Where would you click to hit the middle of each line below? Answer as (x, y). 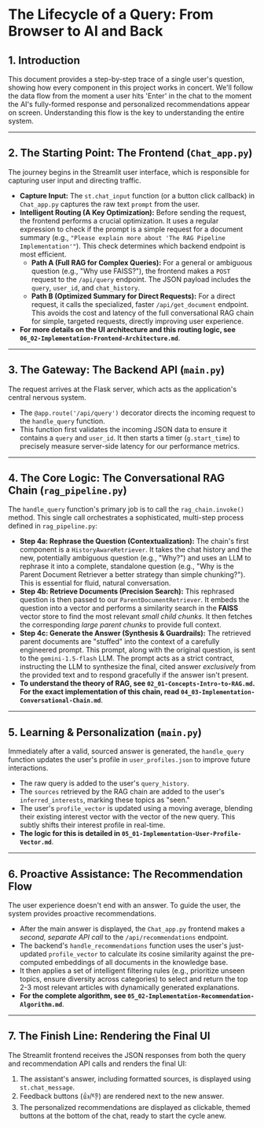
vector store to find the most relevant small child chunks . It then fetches (136, 616)
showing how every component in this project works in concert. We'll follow (131, 87)
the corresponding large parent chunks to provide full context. (120, 625)
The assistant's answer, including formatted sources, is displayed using (135, 1078)
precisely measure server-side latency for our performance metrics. (129, 446)
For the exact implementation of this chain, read (99, 692)
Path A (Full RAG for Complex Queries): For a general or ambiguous (142, 262)
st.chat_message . (47, 1087)
